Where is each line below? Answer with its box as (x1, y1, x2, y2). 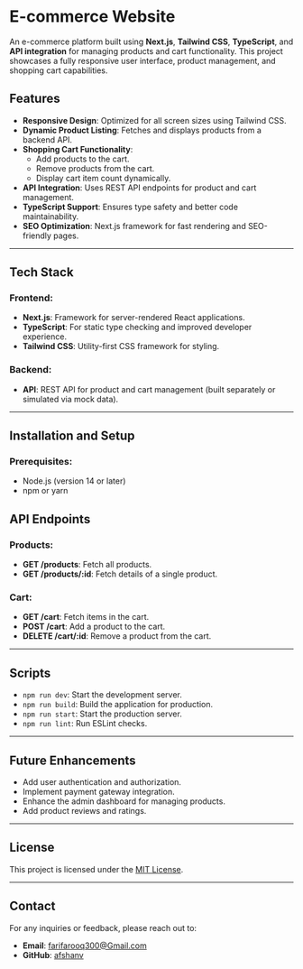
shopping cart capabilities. (9, 65, 108, 76)
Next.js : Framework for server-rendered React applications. (22, 312, 245, 323)
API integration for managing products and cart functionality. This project (9, 45, 284, 56)
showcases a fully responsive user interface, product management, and (9, 55, 277, 66)
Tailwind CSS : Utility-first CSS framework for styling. (22, 341, 220, 352)
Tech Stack (9, 264, 74, 281)
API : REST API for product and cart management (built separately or (22, 383, 276, 394)
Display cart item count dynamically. (35, 172, 171, 183)
